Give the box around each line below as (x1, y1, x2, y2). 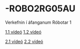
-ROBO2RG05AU (5, 3, 76, 14)
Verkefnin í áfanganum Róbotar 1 (5, 19, 72, 25)
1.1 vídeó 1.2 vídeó (5, 29, 42, 35)
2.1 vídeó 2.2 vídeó (5, 38, 43, 45)
